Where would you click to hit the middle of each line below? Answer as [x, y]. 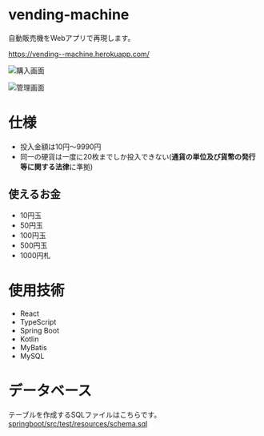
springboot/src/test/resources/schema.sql [78, 423]
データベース [50, 391]
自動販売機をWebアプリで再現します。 [72, 38]
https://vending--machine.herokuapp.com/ [79, 54]
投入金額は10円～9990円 [60, 147]
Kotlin [29, 339]
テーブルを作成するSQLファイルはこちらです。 [85, 414]
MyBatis [33, 347]
